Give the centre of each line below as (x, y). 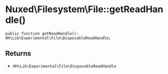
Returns (18, 53)
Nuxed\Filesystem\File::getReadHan (85, 9)
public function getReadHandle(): (42, 33)
